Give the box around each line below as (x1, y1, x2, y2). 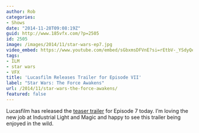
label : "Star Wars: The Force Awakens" (6, 80, 105, 86)
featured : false (6, 91, 46, 97)
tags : (6, 53, 20, 59)
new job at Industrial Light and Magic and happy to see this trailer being (6, 113, 181, 121)
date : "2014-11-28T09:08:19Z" (6, 25, 81, 31)
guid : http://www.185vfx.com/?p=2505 (6, 31, 99, 37)
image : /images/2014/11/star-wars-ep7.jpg (6, 42, 113, 48)
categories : (6, 14, 36, 20)
